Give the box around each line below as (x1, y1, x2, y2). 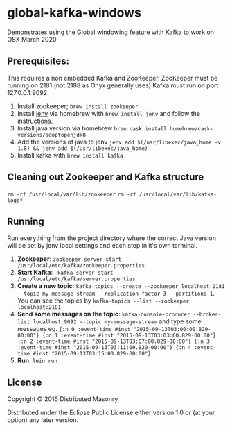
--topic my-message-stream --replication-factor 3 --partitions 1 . (17, 289, 215, 298)
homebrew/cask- (169, 125, 213, 133)
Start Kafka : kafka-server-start (17, 269, 114, 277)
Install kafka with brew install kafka (17, 151, 123, 159)
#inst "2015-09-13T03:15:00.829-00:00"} (33, 350, 151, 357)
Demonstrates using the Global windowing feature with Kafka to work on (7, 28, 215, 36)
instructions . (17, 117, 53, 125)
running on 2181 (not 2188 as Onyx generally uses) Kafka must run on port (7, 81, 219, 90)
